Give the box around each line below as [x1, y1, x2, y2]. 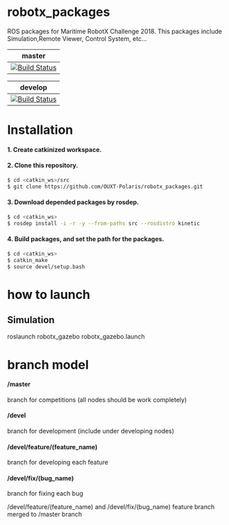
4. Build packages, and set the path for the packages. [7, 235, 164, 243]
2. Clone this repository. [7, 161, 78, 170]
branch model [7, 356, 89, 372]
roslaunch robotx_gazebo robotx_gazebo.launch [7, 332, 146, 341]
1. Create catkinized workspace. [7, 145, 102, 153]
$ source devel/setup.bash [7, 263, 85, 270]
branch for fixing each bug [7, 490, 83, 498]
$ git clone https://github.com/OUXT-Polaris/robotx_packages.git [7, 183, 203, 190]
